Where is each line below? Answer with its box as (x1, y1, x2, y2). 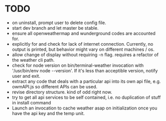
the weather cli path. (12, 57, 55, 63)
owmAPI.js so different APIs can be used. (12, 83, 98, 89)
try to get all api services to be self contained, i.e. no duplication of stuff (12, 94, 161, 100)
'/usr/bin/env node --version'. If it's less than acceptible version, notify (12, 67, 158, 73)
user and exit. (12, 73, 41, 79)
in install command (12, 99, 51, 105)
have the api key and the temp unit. (12, 110, 85, 116)
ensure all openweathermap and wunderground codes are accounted (12, 30, 156, 36)
